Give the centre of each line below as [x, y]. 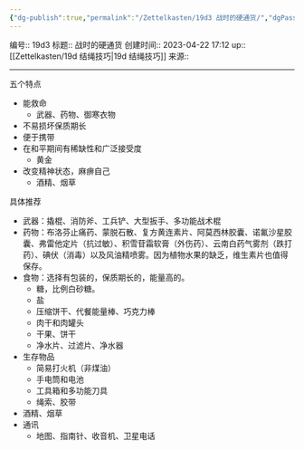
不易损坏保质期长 [54, 125]
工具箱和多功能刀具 [72, 390]
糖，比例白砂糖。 [68, 288]
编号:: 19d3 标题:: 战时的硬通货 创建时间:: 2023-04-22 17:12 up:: [128, 44]
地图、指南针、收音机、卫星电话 [95, 436]
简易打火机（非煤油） [76, 368]
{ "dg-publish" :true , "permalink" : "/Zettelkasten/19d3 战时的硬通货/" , [139, 18]
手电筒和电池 [60, 379]
